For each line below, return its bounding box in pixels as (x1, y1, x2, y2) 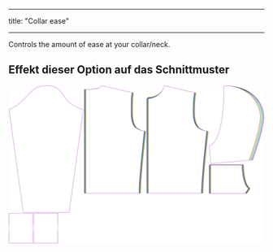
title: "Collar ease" (8, 16, 70, 25)
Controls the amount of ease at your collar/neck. (8, 40, 171, 49)
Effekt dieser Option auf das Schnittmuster (8, 63, 230, 77)
